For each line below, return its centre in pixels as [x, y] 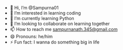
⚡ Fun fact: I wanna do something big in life [54, 42]
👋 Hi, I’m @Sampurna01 [34, 8]
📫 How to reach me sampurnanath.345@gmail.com [64, 29]
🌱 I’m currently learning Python [42, 18]
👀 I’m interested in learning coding [45, 13]
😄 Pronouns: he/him [31, 36]
